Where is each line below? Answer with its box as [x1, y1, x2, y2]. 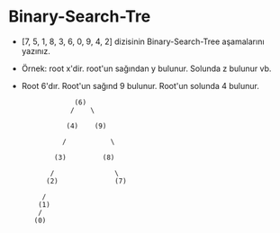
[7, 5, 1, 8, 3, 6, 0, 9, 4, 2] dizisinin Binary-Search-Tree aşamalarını [21, 36, 265, 47]
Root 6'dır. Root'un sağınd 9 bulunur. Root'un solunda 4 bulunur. [21, 80, 260, 91]
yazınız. [21, 45, 51, 56]
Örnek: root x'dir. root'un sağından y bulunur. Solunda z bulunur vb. [21, 63, 272, 74]
